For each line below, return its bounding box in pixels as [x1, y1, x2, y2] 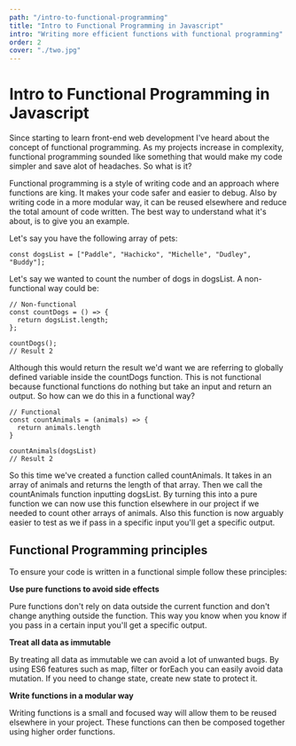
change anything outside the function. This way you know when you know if [9, 610, 288, 621]
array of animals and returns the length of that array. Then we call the [9, 480, 263, 490]
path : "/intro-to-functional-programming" [9, 12, 168, 22]
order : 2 [9, 37, 42, 47]
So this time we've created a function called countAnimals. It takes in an [9, 470, 272, 480]
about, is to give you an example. [9, 216, 130, 226]
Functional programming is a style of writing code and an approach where [9, 179, 279, 189]
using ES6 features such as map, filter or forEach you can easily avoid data [9, 663, 284, 674]
